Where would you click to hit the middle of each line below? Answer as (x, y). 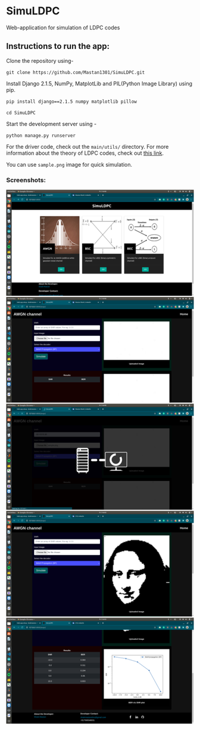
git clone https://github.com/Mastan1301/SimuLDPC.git (76, 72)
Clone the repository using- (40, 60)
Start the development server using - (51, 124)
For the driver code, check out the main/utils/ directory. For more (87, 146)
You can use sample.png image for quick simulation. (69, 164)
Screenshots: (26, 180)
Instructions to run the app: (58, 46)
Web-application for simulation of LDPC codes (63, 27)
